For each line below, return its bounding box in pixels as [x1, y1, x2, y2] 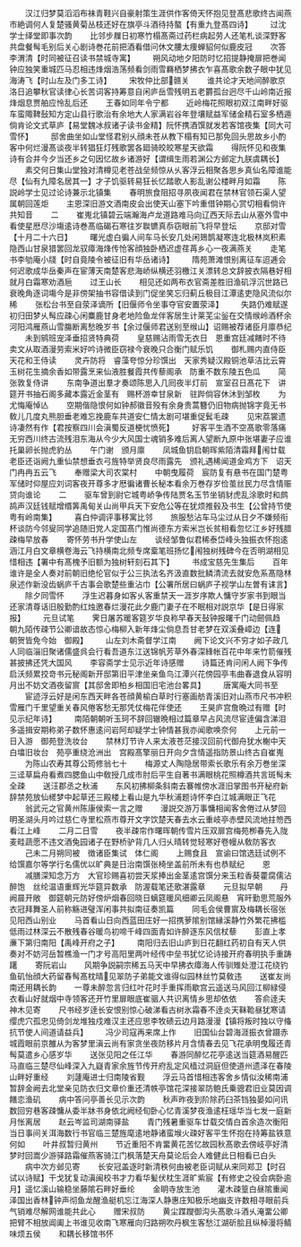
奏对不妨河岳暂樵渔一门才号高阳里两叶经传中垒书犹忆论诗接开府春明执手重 [9, 949, 284, 959]
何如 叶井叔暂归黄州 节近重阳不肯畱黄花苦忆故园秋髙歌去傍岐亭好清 [9, 1139, 288, 1149]
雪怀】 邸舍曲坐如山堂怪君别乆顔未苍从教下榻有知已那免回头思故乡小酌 [9, 131, 287, 142]
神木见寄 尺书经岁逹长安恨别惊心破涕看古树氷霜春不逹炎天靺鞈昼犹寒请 [9, 1004, 287, 1015]
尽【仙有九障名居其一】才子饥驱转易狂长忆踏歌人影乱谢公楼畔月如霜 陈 [9, 176, 287, 186]
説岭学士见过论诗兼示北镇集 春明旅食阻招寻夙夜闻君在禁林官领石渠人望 [9, 187, 287, 197]
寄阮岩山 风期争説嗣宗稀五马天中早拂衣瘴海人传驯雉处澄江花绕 [34, 959, 280, 970]
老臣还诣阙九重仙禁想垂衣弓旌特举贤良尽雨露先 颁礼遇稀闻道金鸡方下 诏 [9, 456, 284, 466]
